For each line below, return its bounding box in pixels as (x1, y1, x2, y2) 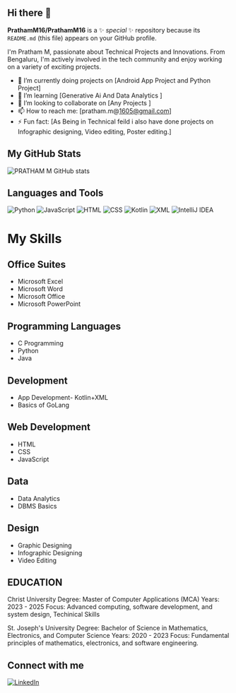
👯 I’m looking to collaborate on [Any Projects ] (17, 98, 151, 107)
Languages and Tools (7, 187, 104, 199)
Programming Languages (7, 320, 122, 332)
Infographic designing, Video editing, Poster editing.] (17, 127, 172, 136)
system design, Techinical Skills (7, 610, 100, 619)
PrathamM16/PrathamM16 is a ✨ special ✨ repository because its (7, 25, 201, 34)
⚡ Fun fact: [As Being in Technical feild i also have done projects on (17, 117, 214, 126)
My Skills (7, 230, 62, 247)
